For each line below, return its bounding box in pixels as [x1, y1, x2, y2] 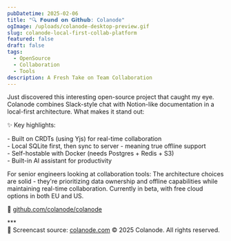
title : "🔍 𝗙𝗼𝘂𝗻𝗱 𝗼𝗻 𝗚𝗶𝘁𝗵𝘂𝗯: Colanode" [7, 17, 125, 23]
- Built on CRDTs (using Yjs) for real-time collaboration [7, 135, 162, 143]
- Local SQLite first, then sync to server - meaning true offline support [7, 142, 206, 150]
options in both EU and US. [7, 192, 84, 200]
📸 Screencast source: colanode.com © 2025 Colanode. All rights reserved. [7, 226, 221, 234]
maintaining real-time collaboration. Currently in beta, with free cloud [7, 185, 203, 193]
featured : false [7, 36, 54, 43]
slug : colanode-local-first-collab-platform [7, 29, 137, 36]
